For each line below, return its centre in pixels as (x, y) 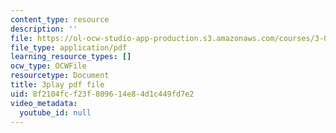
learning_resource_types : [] (71, 57)
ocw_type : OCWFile (48, 66)
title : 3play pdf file (57, 85)
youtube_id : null (55, 112)
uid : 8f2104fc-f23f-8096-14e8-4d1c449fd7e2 (102, 94)
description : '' (44, 29)
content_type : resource (60, 19)
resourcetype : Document (60, 76)
